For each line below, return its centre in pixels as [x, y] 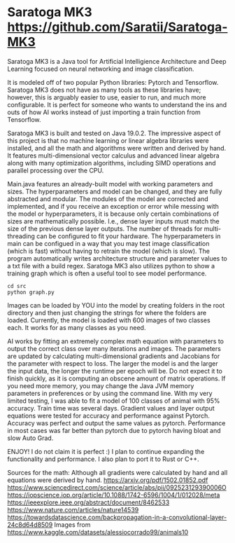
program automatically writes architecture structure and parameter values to [117, 258]
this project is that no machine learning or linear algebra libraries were [108, 140]
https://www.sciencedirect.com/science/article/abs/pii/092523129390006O [117, 487]
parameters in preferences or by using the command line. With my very [110, 393]
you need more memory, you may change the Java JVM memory [101, 385]
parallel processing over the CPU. [56, 170]
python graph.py [31, 292]
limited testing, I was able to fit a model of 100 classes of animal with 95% [114, 401]
